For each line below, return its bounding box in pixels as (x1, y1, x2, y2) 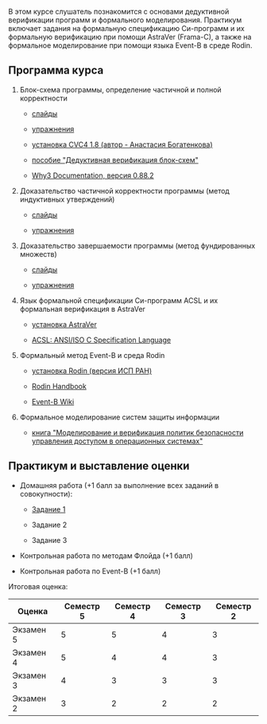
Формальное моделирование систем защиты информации (19, 412, 220, 422)
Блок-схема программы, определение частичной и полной (19, 85, 222, 94)
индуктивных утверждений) (19, 195, 115, 204)
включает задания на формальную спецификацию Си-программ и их (8, 24, 245, 33)
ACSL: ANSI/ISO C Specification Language (31, 335, 172, 344)
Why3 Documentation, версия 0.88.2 (31, 171, 154, 180)
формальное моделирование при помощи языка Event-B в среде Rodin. (8, 41, 253, 50)
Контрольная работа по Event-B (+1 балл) (19, 566, 161, 576)
